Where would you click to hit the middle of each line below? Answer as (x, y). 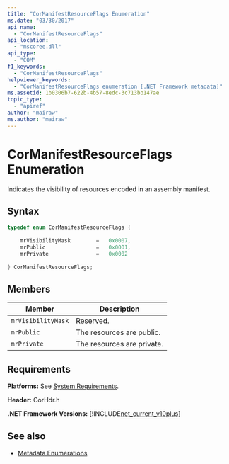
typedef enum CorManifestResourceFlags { (69, 227)
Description (119, 309)
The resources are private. (119, 344)
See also (27, 436)
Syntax (23, 211)
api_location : (28, 40)
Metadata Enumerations (52, 453)
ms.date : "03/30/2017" (41, 21)
